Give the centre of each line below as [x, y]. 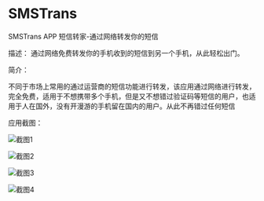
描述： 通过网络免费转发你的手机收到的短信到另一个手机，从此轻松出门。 [126, 53]
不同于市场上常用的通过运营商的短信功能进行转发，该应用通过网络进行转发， [132, 86]
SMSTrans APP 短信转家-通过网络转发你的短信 [83, 36]
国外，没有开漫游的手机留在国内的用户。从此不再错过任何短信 [135, 106]
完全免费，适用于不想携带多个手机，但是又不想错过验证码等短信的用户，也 [128, 96]
